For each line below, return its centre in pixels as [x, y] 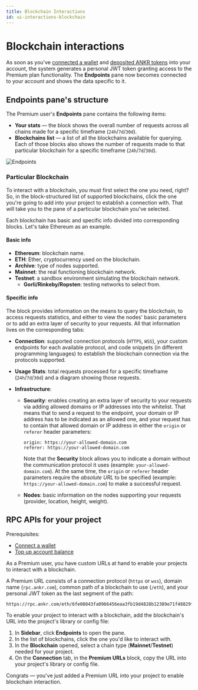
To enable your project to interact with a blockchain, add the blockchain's [95, 615]
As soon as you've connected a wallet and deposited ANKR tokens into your [98, 62]
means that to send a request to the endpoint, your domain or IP [101, 412]
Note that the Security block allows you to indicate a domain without [107, 458]
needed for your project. [44, 651]
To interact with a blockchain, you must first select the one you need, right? [98, 190]
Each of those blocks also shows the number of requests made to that [100, 144]
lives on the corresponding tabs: [45, 329]
